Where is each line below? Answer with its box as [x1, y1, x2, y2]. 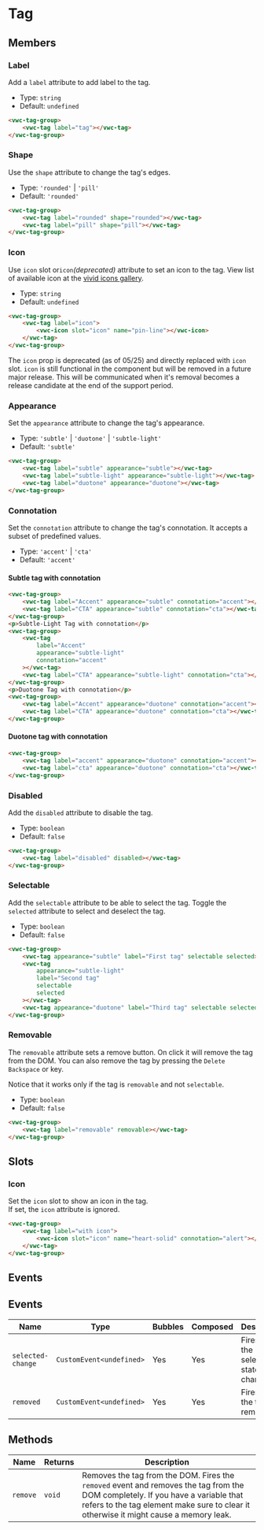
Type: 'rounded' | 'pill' [19, 183, 100, 192]
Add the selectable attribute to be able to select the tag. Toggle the [8, 898, 227, 907]
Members [8, 36, 57, 50]
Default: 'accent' [19, 554, 76, 564]
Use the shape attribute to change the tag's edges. [8, 167, 171, 177]
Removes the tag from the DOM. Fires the [82, 1469, 235, 1480]
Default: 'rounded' [19, 191, 79, 201]
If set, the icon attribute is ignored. [8, 1205, 120, 1214]
